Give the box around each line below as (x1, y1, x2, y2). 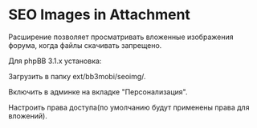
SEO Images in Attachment (8, 6, 191, 24)
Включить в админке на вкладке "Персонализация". (8, 86, 188, 97)
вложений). (8, 110, 48, 121)
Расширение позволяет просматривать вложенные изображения (8, 32, 234, 42)
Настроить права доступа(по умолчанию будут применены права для (8, 102, 250, 112)
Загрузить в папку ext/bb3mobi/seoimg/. (8, 71, 146, 81)
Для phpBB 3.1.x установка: (8, 56, 102, 66)
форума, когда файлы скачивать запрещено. (8, 40, 162, 50)
